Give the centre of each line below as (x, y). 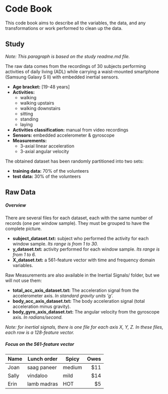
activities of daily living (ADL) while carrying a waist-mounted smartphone (82, 71)
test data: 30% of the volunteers (47, 176)
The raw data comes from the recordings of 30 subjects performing (76, 66)
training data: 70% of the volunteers (51, 171)
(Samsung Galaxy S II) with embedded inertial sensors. (62, 77)
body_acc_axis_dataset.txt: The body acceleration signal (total (79, 301)
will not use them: (23, 281)
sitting (26, 113)
